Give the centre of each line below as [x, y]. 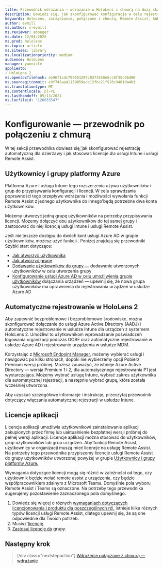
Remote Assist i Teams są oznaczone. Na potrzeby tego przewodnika [74, 488]
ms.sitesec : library [26, 50]
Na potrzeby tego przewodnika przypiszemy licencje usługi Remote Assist [79, 453]
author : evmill [20, 23]
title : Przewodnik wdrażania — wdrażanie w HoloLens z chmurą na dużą [78, 10]
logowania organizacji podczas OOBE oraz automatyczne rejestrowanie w [79, 339]
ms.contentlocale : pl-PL [30, 91]
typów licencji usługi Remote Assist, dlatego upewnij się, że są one [79, 513]
